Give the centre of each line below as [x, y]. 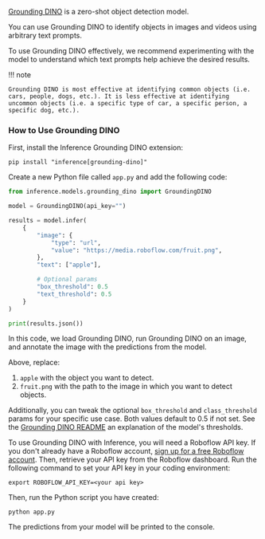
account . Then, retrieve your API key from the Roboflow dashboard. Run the [132, 460]
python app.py [32, 512]
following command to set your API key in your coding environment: [119, 468]
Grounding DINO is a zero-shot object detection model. [99, 12]
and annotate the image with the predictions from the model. [107, 347]
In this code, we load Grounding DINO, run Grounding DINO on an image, [127, 339]
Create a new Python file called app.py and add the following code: [118, 177]
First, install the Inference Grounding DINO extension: [95, 148]
